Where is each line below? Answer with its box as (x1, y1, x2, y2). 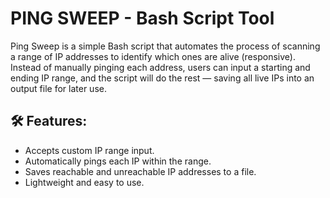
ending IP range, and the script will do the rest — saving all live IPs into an (10, 72, 315, 84)
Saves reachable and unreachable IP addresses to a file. (24, 165, 257, 177)
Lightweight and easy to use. (24, 176, 145, 188)
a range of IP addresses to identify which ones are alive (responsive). (10, 50, 296, 62)
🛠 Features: (10, 113, 88, 130)
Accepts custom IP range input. (24, 144, 155, 156)
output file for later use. (10, 82, 107, 94)
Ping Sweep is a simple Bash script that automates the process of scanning (10, 40, 321, 52)
